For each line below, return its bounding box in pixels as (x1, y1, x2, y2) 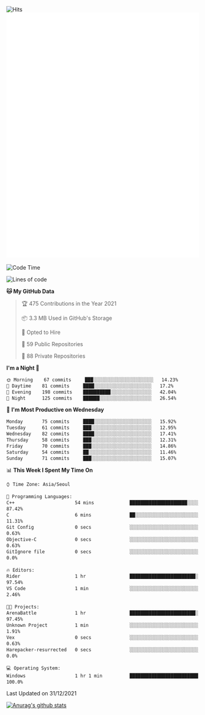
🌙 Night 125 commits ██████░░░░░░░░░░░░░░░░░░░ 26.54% (6, 395, 176, 401)
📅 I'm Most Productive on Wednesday (6, 406, 104, 413)
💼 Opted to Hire (21, 328, 61, 336)
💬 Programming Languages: (6, 493, 72, 499)
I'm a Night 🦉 (6, 364, 40, 371)
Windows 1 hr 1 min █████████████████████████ (6, 673, 199, 679)
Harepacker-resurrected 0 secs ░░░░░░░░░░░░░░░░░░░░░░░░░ (6, 646, 199, 653)
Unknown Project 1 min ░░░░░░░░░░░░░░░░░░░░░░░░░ (6, 622, 199, 628)
